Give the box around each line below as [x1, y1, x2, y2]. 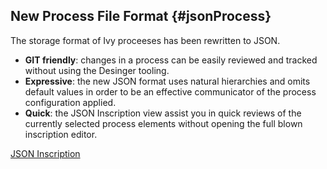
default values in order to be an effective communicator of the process [24, 85, 317, 98]
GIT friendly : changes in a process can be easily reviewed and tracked [24, 54, 318, 66]
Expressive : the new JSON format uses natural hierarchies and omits [24, 75, 311, 87]
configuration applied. [24, 96, 117, 108]
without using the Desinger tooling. [24, 64, 170, 76]
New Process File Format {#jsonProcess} [10, 8, 272, 25]
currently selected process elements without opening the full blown [24, 117, 303, 129]
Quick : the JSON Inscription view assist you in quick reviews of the [24, 107, 302, 119]
